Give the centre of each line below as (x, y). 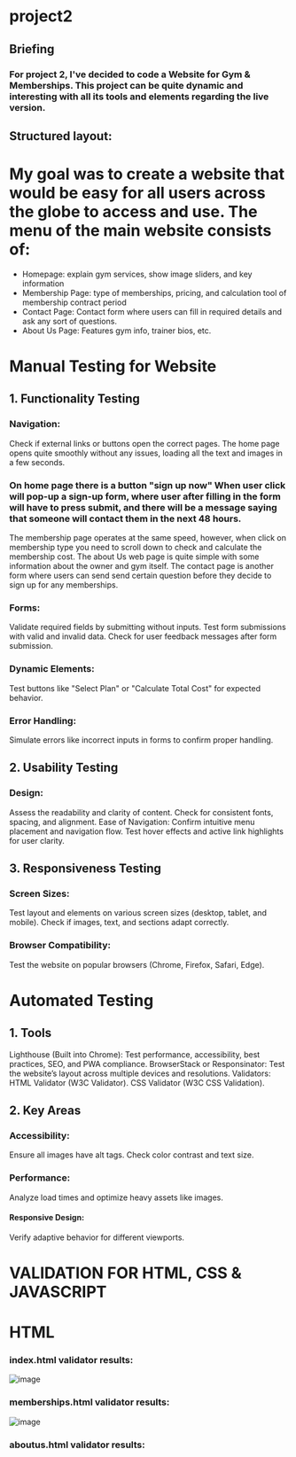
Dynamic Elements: (52, 669)
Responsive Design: (47, 1218)
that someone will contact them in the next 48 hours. (125, 518)
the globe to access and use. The (133, 212)
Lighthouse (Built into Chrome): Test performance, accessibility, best (135, 1054)
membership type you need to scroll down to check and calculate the (136, 547)
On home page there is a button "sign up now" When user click (148, 485)
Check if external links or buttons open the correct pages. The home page (144, 443)
